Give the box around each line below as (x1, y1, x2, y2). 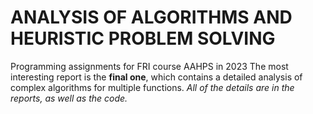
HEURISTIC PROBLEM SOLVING (10, 27, 276, 50)
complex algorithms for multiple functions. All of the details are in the (10, 81, 295, 93)
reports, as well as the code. (10, 92, 128, 104)
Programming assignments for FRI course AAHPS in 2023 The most (10, 60, 289, 72)
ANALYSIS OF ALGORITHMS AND (10, 6, 293, 29)
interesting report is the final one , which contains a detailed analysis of (10, 71, 303, 83)
